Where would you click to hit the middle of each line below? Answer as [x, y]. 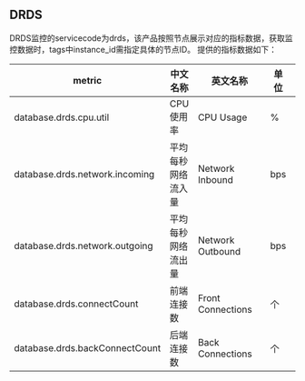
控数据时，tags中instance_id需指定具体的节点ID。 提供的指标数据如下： [143, 49]
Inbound [216, 179]
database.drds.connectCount [76, 304]
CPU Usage [223, 117]
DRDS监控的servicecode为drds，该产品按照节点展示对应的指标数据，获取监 [151, 38]
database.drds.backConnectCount [88, 347]
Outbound [220, 251]
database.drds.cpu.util [62, 117]
